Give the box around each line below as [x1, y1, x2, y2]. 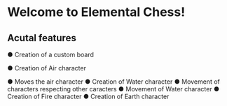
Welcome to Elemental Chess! [7, 4, 186, 20]
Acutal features [7, 32, 77, 44]
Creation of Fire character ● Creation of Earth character [7, 92, 170, 100]
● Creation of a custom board [7, 50, 95, 59]
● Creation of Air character [7, 64, 86, 72]
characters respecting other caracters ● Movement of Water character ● [7, 85, 220, 93]
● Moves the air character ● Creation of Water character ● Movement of [7, 77, 221, 86]
